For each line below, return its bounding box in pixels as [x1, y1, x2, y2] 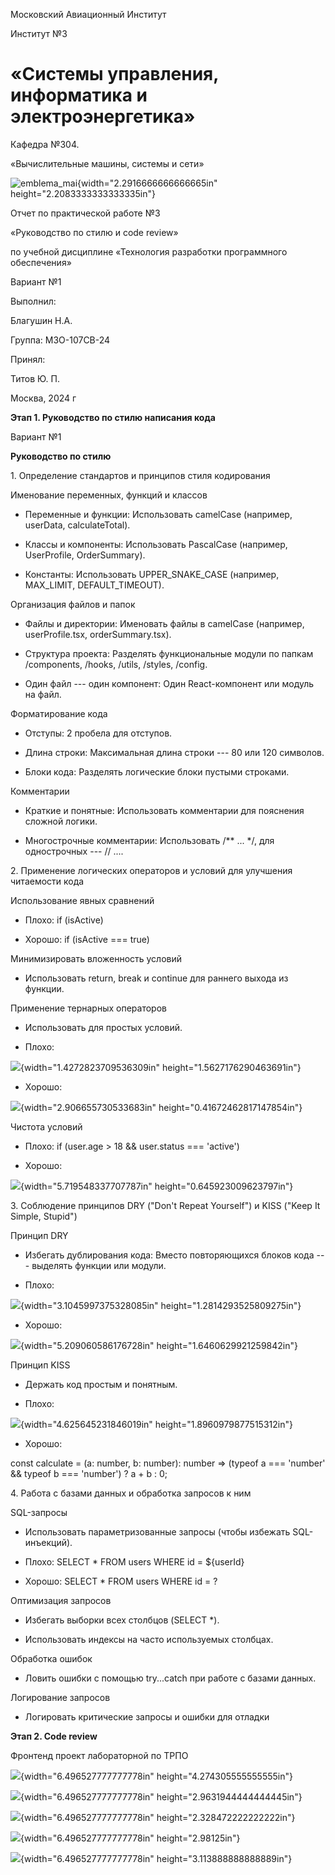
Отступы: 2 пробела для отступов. [24, 727, 173, 739]
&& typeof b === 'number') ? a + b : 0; [10, 1467, 168, 1479]
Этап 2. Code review [10, 1730, 98, 1742]
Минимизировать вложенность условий [10, 952, 183, 964]
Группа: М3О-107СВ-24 [10, 334, 111, 346]
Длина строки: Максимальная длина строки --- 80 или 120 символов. [24, 746, 325, 758]
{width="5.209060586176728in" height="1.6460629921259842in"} [20, 1339, 298, 1351]
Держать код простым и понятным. [24, 1378, 178, 1390]
